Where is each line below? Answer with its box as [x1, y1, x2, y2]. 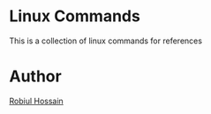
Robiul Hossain [9, 95, 64, 106]
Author [9, 66, 62, 87]
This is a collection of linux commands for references [9, 35, 203, 46]
